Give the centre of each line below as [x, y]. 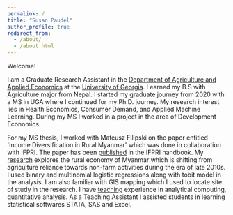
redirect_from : [29, 33]
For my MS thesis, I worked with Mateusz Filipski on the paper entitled [108, 138]
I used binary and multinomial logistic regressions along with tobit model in [114, 175]
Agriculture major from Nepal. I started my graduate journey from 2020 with [116, 94]
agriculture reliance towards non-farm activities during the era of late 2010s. [116, 167]
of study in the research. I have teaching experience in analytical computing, [117, 190]
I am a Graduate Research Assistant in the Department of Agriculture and [112, 80]
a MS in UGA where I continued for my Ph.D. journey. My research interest [113, 102]
